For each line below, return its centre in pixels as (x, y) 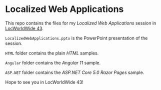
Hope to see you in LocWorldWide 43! (44, 82)
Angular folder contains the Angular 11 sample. (53, 62)
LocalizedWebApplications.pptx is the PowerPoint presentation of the (76, 38)
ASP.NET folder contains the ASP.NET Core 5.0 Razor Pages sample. (75, 72)
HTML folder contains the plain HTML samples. (52, 53)
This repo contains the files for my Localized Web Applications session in (81, 23)
